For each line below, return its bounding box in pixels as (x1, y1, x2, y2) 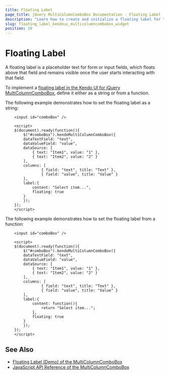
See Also (5, 345, 34, 354)
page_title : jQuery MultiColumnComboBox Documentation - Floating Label (5, 12, 161, 17)
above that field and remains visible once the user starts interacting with (5, 70, 155, 76)
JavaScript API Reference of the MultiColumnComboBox (12, 364, 130, 370)
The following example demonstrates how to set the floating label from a (5, 216, 155, 222)
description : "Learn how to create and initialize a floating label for (5, 17, 161, 22)
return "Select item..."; (41, 306, 96, 311)
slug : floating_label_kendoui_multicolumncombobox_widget (5, 21, 129, 27)
